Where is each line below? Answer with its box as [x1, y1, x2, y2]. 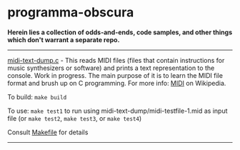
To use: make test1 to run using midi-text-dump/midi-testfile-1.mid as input [7, 106, 228, 115]
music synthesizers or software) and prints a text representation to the [7, 64, 215, 72]
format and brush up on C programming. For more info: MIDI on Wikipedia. [7, 79, 226, 87]
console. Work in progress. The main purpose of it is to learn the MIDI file [7, 71, 224, 79]
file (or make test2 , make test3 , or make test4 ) [7, 114, 142, 122]
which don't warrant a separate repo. [7, 35, 120, 44]
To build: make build [7, 92, 67, 101]
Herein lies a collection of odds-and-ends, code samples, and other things [7, 28, 233, 36]
